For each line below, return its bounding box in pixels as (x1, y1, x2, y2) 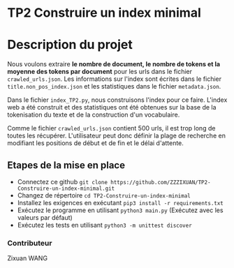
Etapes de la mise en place (7, 159, 126, 171)
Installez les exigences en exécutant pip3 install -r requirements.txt (17, 198, 224, 207)
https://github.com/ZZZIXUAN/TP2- (110, 179, 211, 186)
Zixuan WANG (7, 254, 47, 262)
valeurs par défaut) (17, 213, 73, 221)
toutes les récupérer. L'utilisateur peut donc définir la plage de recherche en (7, 131, 226, 140)
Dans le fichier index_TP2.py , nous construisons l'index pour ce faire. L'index (7, 96, 228, 104)
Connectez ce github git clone (17, 177, 108, 186)
